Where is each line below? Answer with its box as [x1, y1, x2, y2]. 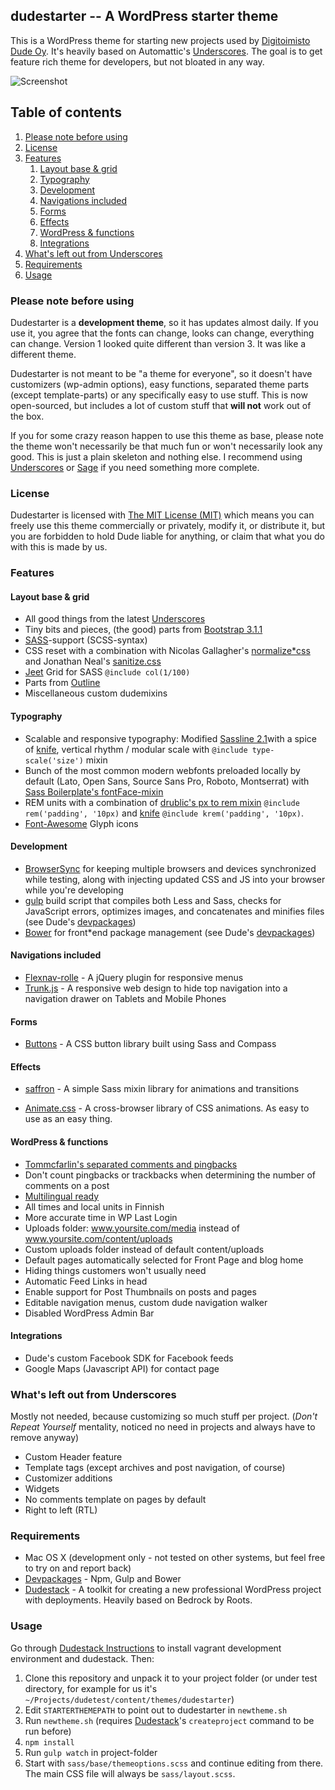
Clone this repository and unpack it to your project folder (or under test [24, 1672, 318, 1684]
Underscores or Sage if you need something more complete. [10, 461, 260, 473]
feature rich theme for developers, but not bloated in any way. [10, 55, 265, 68]
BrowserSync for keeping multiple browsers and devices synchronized [24, 862, 317, 874]
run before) [24, 1725, 72, 1737]
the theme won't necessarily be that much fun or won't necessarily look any [10, 440, 323, 452]
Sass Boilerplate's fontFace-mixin [24, 785, 164, 798]
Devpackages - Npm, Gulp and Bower [24, 1573, 182, 1585]
